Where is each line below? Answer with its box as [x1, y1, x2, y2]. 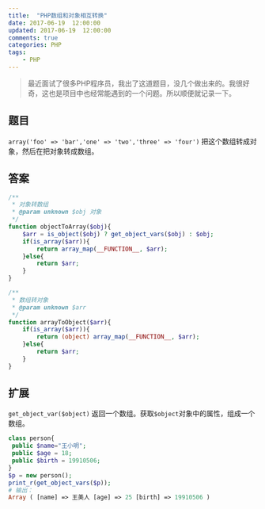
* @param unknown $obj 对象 [11, 208, 102, 216]
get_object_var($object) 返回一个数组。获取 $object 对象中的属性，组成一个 [8, 409, 256, 419]
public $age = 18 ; [11, 450, 73, 457]
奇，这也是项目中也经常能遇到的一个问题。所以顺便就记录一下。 [27, 88, 236, 98]
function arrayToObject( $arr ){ [8, 318, 112, 326]
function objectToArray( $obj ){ [8, 223, 112, 231]
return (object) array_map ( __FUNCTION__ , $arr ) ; [36, 333, 200, 341]
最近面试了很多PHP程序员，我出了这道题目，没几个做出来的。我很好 [27, 78, 251, 88]
